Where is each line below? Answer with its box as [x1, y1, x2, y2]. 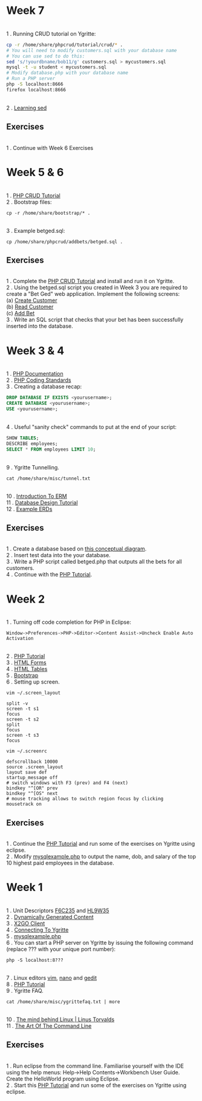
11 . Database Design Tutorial [6, 498, 78, 506]
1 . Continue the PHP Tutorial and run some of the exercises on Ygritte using [6, 840, 195, 848]
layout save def [6, 769, 47, 776]
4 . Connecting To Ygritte [6, 926, 69, 933]
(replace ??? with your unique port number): [6, 946, 116, 953]
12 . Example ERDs [6, 505, 53, 512]
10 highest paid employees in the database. [6, 860, 114, 867]
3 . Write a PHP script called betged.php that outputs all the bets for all [6, 558, 183, 566]
